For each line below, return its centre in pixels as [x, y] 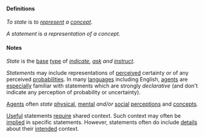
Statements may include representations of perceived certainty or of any [97, 73]
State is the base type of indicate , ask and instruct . [71, 61]
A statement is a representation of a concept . [63, 34]
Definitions [21, 9]
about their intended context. [43, 129]
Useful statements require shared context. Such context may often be [94, 116]
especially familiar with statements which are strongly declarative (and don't [102, 86]
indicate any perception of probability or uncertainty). [74, 92]
